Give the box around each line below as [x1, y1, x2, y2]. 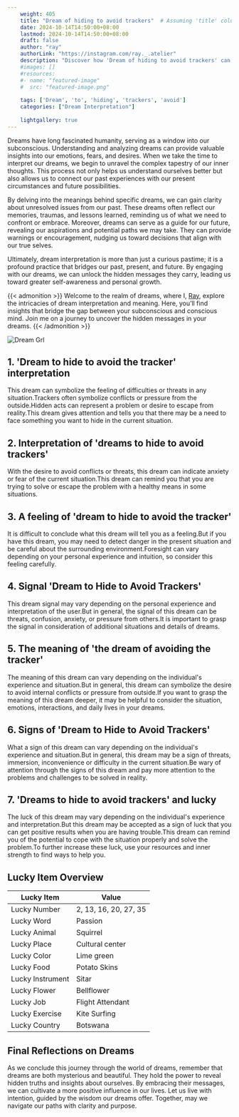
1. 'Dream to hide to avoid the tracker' [7, 356, 176, 368]
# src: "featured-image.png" [20, 83, 110, 91]
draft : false [20, 37, 59, 44]
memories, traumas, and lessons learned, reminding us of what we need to [7, 210, 227, 219]
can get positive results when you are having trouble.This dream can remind [7, 828, 230, 837]
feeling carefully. [7, 560, 57, 568]
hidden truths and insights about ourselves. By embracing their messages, [7, 1078, 225, 1087]
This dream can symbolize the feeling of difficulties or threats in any [7, 386, 207, 394]
